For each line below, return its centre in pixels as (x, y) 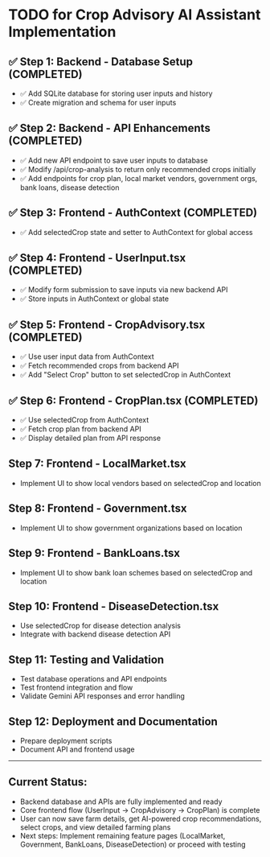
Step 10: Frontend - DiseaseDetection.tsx (114, 606)
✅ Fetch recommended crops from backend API (99, 366)
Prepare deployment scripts (66, 740)
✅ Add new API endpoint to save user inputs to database (114, 160)
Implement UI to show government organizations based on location (131, 528)
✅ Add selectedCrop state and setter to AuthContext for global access (136, 232)
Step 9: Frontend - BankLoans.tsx (94, 553)
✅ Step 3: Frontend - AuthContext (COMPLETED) (133, 213)
